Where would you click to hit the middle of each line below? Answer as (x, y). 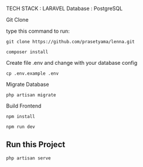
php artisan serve (28, 158)
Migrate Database (28, 84)
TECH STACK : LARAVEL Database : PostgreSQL (64, 8)
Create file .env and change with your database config (72, 63)
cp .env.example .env (33, 74)
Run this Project (36, 145)
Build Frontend (24, 106)
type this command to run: (38, 31)
